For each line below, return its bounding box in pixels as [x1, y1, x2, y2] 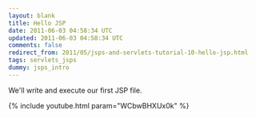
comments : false [8, 41, 62, 49]
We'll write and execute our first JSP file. [8, 85, 142, 95]
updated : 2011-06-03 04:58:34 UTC [8, 33, 124, 42]
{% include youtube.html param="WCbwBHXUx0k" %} [8, 100, 190, 110]
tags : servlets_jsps [8, 57, 78, 65]
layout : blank [8, 11, 56, 20]
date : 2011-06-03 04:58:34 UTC [8, 26, 113, 34]
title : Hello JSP [8, 19, 66, 27]
